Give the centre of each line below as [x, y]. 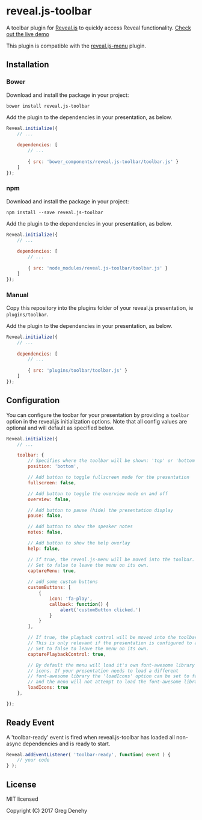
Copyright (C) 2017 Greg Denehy [47, 811]
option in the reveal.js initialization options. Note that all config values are [97, 421]
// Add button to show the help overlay [79, 543]
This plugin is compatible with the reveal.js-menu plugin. [76, 46]
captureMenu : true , [52, 571]
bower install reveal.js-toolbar [48, 106]
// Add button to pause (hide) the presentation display [100, 510]
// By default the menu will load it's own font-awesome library [112, 665]
